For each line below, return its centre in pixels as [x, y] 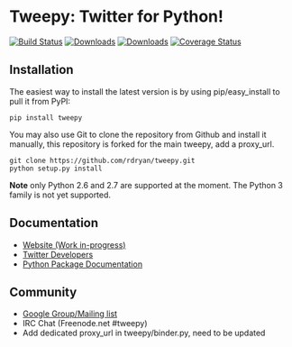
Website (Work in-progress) [74, 244]
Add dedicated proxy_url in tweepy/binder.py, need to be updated [144, 333]
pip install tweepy [46, 118]
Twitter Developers [58, 254]
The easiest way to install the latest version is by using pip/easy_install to [145, 91]
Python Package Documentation [82, 264]
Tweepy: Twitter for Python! [116, 17]
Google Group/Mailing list [70, 314]
